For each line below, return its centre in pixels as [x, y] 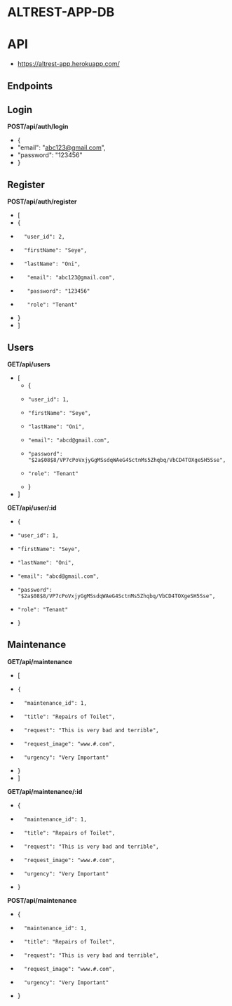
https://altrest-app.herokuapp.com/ [69, 64]
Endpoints [30, 86]
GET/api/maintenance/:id [45, 791]
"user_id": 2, [45, 237]
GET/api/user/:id [32, 508]
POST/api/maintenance [42, 900]
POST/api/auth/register [42, 201]
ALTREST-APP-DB [61, 12]
